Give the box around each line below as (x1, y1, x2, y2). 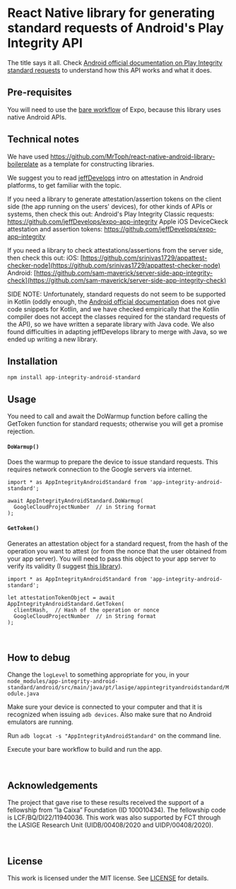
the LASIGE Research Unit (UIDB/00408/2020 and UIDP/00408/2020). (7, 821, 213, 830)
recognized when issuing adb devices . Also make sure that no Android (7, 710, 212, 719)
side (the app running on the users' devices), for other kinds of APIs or (7, 202, 213, 210)
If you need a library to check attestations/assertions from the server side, (7, 246, 224, 254)
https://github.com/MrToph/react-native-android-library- (50, 152, 216, 161)
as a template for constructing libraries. (40, 159, 155, 168)
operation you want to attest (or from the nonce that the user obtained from (7, 546, 228, 555)
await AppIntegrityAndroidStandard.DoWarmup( (7, 498, 143, 505)
